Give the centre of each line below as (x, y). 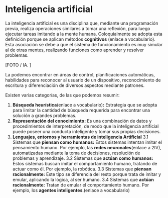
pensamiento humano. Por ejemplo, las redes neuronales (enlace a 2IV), (87, 147)
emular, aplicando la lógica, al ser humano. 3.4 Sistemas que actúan (83, 179)
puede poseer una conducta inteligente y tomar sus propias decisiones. (87, 131)
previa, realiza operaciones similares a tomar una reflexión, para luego (78, 28)
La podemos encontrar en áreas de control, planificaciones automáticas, (80, 74)
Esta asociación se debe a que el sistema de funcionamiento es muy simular (84, 44)
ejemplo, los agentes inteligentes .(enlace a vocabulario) (71, 190)
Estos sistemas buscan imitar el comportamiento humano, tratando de (85, 163)
